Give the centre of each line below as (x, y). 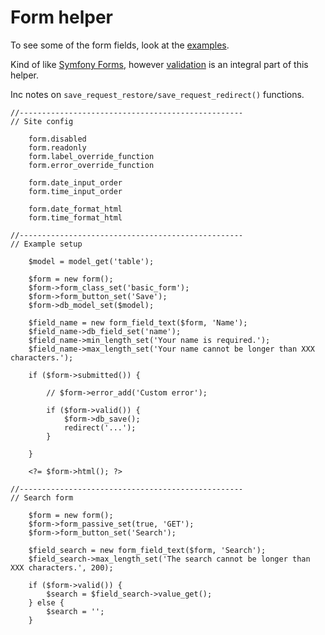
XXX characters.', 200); (62, 567)
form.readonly (57, 147)
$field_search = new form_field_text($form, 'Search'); (147, 550)
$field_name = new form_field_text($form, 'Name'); (138, 322)
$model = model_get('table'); (91, 261)
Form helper (62, 17)
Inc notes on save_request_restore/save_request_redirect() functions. (157, 94)
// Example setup (46, 244)
